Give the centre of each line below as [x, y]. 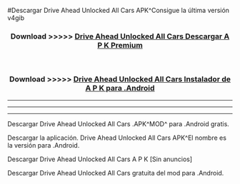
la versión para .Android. [44, 145]
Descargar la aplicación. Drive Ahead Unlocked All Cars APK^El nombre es [117, 138]
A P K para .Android [120, 88]
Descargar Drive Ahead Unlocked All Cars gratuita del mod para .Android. [116, 173]
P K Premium [120, 45]
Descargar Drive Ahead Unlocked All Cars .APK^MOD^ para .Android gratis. [119, 123]
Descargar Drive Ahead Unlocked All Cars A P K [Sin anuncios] [100, 159]
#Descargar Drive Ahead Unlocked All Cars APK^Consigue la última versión [119, 10]
